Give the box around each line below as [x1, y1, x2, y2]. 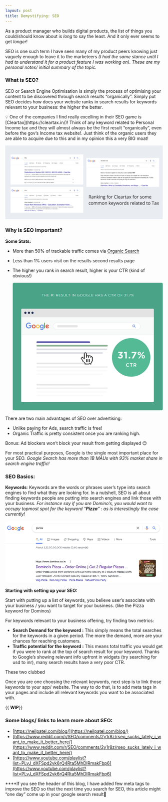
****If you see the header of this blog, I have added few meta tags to [5, 780, 150, 787]
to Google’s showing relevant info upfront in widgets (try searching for [12, 654, 157, 660]
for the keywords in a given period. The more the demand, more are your [12, 632, 162, 638]
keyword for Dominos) [5, 607, 51, 614]
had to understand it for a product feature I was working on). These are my [5, 59, 160, 65]
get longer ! [5, 38, 28, 45]
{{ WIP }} [5, 704, 23, 710]
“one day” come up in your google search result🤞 [5, 791, 106, 797]
